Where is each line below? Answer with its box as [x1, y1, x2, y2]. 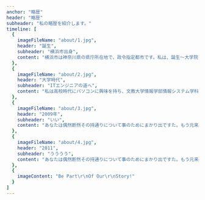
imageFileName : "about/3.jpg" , [17, 105, 97, 112]
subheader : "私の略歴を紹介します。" [6, 20, 92, 26]
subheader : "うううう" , [17, 151, 74, 157]
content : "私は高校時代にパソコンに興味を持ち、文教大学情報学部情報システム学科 [17, 88, 200, 95]
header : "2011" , [17, 145, 59, 151]
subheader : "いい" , [17, 116, 65, 123]
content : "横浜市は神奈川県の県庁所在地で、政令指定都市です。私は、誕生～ [17, 54, 185, 60]
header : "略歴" [6, 15, 43, 21]
